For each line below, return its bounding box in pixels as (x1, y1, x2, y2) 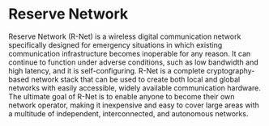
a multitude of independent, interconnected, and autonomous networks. (8, 108, 249, 118)
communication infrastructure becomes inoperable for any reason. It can (8, 48, 251, 58)
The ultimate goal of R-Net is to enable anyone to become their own (8, 91, 235, 101)
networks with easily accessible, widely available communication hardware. (8, 82, 262, 93)
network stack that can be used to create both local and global (31, 74, 241, 84)
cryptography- (206, 65, 255, 75)
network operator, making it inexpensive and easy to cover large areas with (8, 100, 259, 110)
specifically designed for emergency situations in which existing (8, 40, 223, 49)
